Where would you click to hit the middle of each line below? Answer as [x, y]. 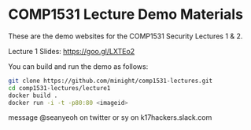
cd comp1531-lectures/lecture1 [59, 88]
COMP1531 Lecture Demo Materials [126, 14]
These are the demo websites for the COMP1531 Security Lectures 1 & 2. [125, 36]
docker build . [33, 96]
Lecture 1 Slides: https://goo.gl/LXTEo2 [72, 51]
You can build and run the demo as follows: [78, 66]
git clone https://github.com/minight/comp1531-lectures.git [111, 81]
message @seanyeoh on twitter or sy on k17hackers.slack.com [110, 117]
